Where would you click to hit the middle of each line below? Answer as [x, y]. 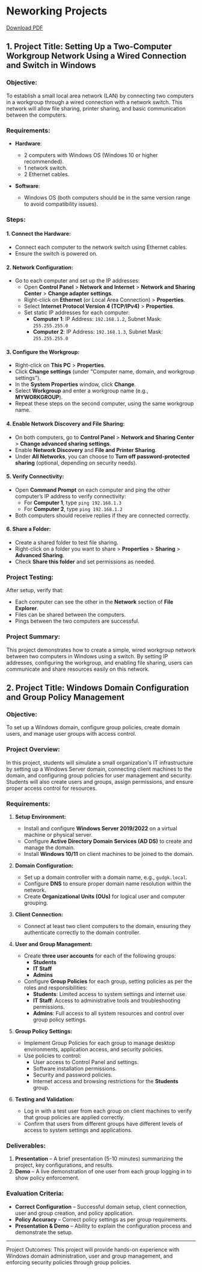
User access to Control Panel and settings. [86, 1062]
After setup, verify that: [35, 590]
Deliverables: [26, 1145]
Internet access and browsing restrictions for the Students [106, 1081]
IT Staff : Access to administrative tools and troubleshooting [107, 1000]
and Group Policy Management [65, 698]
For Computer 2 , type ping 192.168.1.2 [73, 509]
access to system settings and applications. [78, 1130]
